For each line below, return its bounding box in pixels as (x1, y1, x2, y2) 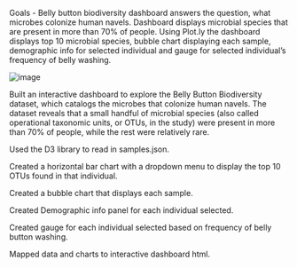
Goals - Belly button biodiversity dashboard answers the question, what (9, 8, 271, 18)
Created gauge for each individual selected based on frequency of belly (9, 222, 272, 233)
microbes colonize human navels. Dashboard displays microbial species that (9, 17, 288, 28)
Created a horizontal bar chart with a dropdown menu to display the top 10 (9, 162, 281, 171)
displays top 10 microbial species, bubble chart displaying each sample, (9, 35, 271, 46)
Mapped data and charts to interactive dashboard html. (9, 248, 211, 259)
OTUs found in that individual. (9, 170, 118, 181)
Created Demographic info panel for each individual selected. (9, 205, 234, 216)
